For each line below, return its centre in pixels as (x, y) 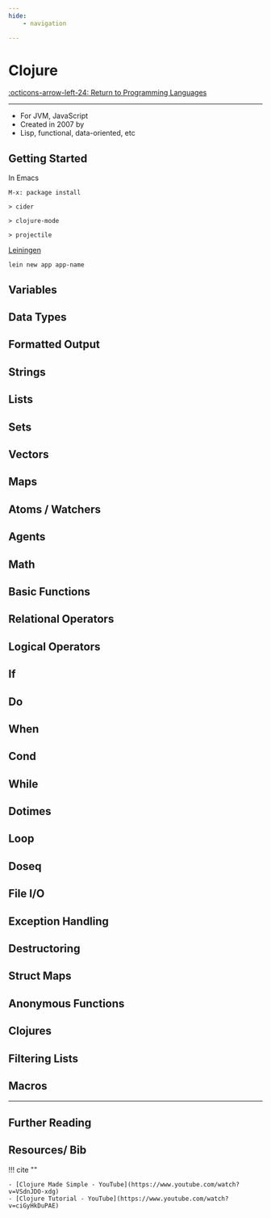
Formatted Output (54, 344)
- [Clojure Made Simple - (52, 1184)
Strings (27, 372)
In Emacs (23, 178)
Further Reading (50, 1122)
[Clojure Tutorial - (50, 1199)
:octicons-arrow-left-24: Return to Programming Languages (108, 93)
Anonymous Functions (67, 1004)
